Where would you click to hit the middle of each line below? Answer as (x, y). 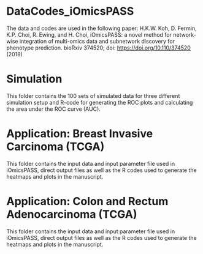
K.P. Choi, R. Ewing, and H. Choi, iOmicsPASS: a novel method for (89, 34)
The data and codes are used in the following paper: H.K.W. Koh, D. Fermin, (102, 28)
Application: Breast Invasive (80, 134)
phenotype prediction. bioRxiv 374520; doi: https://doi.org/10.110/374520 (99, 48)
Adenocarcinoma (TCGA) (72, 214)
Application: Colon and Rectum (87, 201)
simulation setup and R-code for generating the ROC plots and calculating (100, 102)
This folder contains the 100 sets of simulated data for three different (93, 95)
